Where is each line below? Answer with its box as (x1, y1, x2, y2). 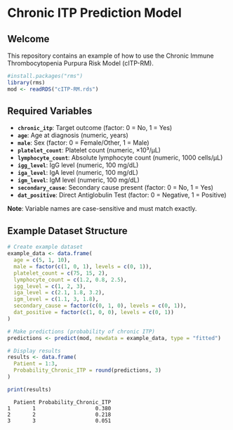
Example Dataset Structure (7, 225, 128, 237)
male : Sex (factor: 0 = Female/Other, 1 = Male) (17, 138, 149, 147)
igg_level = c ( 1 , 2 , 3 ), (13, 282, 86, 289)
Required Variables (7, 105, 93, 117)
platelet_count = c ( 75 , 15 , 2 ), (13, 269, 109, 277)
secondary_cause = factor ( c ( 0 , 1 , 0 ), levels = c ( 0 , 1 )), (13, 302, 187, 310)
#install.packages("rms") (7, 72, 83, 79)
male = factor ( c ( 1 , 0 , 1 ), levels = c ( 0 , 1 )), (13, 263, 152, 270)
